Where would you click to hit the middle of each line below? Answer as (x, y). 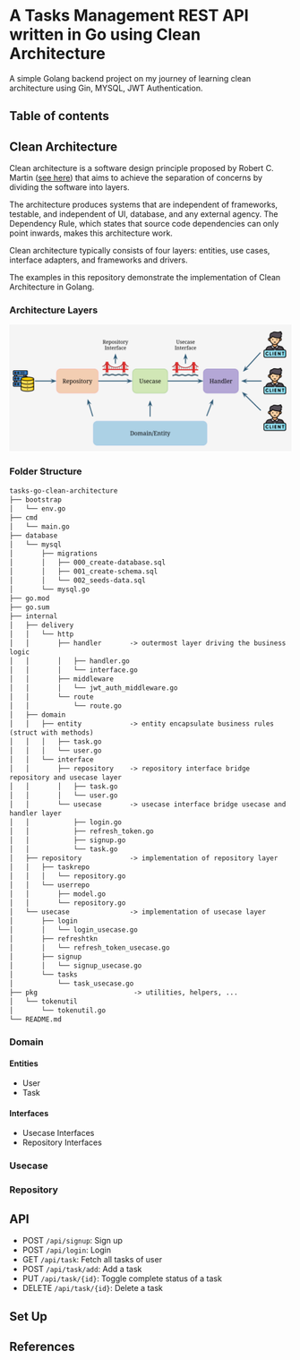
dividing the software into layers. (69, 187)
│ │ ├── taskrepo (50, 867)
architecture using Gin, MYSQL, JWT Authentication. (106, 88)
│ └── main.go (39, 527)
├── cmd (24, 518)
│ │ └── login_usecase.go (74, 930)
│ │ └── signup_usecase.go (76, 966)
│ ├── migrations (54, 554)
